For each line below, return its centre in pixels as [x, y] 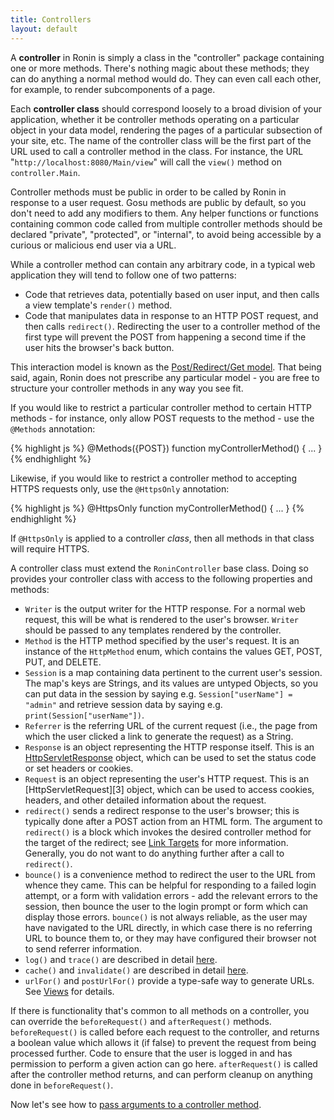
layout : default [44, 29]
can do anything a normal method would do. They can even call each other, [166, 78]
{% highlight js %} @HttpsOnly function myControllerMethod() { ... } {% [157, 508]
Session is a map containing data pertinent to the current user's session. [173, 672]
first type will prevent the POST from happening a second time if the [165, 337]
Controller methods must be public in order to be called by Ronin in [148, 192]
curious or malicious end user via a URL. [93, 245]
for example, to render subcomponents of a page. [113, 89]
